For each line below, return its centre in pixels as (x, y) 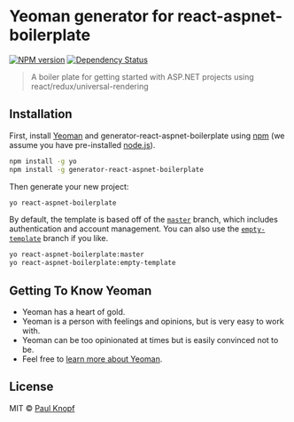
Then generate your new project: (69, 186)
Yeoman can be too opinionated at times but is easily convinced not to (150, 340)
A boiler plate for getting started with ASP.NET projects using (142, 76)
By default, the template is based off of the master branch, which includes (144, 220)
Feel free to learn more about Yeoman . (92, 359)
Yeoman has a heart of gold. (73, 311)
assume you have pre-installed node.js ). (82, 145)
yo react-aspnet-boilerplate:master (77, 254)
